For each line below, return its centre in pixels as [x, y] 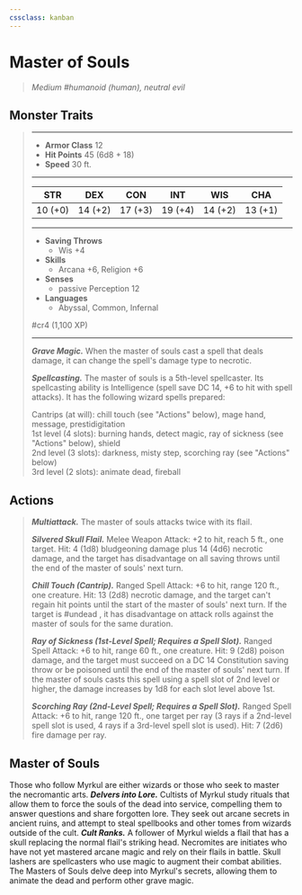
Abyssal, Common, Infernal [108, 308]
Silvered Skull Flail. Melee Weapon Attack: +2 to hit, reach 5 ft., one [157, 540]
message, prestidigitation [78, 425]
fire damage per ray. [69, 735]
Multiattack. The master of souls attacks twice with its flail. [142, 522]
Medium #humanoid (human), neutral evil [108, 87]
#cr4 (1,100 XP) [59, 326]
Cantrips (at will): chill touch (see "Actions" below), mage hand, [149, 415]
